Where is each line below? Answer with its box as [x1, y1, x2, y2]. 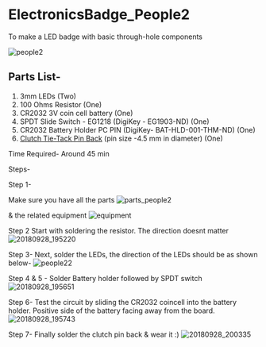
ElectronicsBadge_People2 [8, 6, 191, 24]
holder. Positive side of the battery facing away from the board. [8, 306, 216, 315]
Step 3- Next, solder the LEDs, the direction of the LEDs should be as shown [8, 249, 258, 259]
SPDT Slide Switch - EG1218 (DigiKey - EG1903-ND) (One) [19, 117, 210, 126]
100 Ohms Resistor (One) [19, 99, 102, 109]
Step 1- [8, 179, 32, 189]
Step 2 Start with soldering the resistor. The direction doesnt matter [8, 226, 229, 235]
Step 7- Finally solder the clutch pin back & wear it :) [8, 330, 180, 339]
